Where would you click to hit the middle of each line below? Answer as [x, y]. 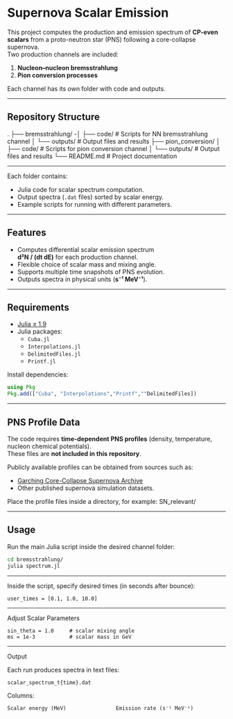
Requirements [38, 307]
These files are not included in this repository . [75, 453]
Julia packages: [40, 331]
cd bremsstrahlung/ [35, 559]
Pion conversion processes [58, 75]
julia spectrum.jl [34, 566]
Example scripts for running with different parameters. [94, 204]
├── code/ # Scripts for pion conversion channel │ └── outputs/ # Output [113, 148]
